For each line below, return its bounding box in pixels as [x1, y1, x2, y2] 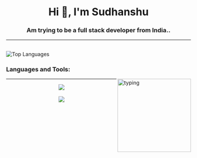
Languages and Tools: [6, 65, 70, 73]
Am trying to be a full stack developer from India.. [26, 26, 171, 35]
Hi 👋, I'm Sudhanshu [48, 5, 149, 19]
